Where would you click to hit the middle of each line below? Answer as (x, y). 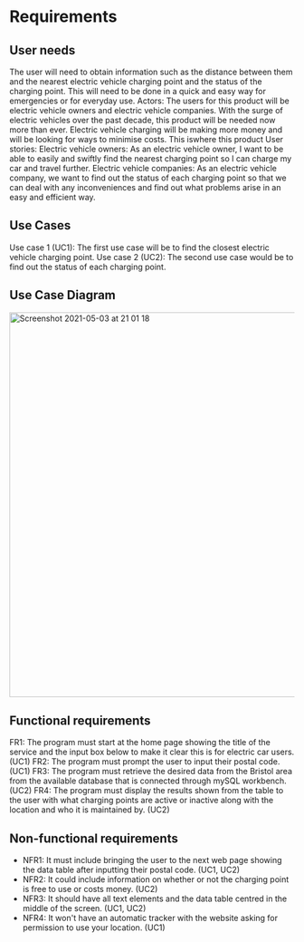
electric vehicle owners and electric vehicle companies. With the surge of (146, 110)
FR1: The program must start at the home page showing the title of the (140, 743)
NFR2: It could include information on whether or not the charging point (156, 879)
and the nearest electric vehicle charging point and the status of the (136, 82)
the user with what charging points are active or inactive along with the (142, 801)
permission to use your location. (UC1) (94, 927)
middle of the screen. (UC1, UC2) (84, 908)
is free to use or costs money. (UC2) (90, 889)
